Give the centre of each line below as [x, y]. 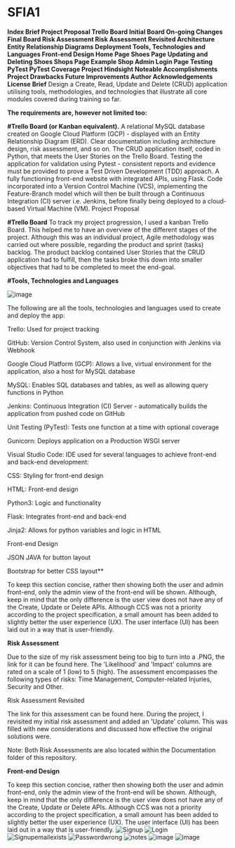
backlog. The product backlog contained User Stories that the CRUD [106, 252]
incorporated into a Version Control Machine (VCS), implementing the [108, 186]
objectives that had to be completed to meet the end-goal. [92, 267]
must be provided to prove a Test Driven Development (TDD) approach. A [113, 171]
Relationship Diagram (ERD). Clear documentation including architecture [112, 141]
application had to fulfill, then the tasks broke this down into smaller [105, 259]
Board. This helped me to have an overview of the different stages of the [112, 229]
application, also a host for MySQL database [71, 371]
